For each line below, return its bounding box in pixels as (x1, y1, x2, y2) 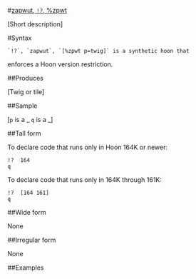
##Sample (7, 101, 38, 110)
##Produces (7, 74, 44, 82)
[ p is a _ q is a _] (7, 116, 53, 123)
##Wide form (7, 208, 46, 216)
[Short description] (7, 20, 63, 28)
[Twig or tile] (7, 88, 45, 96)
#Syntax (7, 34, 32, 42)
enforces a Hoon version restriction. (7, 60, 113, 69)
